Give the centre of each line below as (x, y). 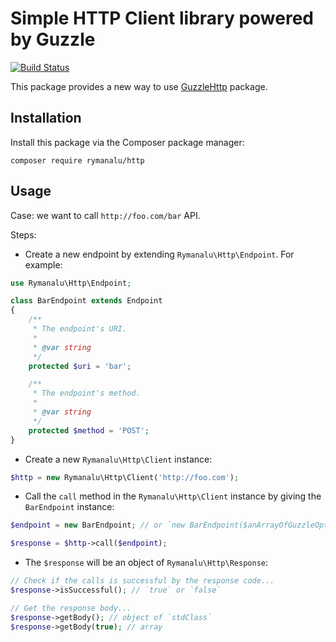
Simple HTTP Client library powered (162, 18)
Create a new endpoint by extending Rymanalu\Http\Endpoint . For (159, 254)
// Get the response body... (71, 608)
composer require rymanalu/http (77, 160)
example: (43, 264)
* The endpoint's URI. (80, 329)
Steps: (23, 234)
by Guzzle (53, 39)
